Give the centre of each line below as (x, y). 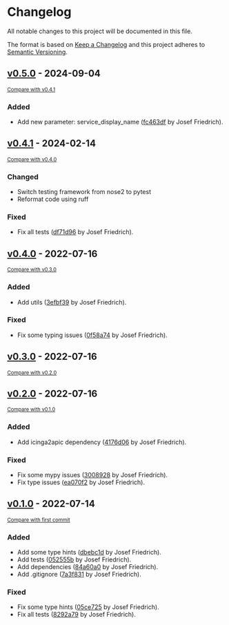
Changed (23, 177)
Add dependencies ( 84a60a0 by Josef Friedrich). (88, 567)
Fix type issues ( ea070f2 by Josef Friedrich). (81, 482)
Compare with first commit (39, 520)
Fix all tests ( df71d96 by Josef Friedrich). (75, 232)
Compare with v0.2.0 (32, 373)
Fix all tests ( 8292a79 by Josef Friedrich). (76, 615)
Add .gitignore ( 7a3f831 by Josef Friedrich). (79, 575)
